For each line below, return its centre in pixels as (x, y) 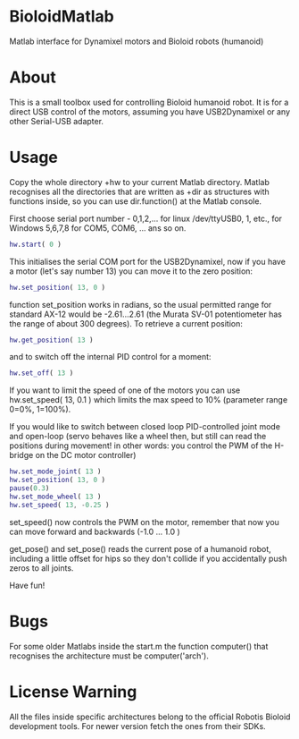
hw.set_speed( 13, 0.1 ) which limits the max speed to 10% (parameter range (149, 400)
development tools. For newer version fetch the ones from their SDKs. (137, 726)
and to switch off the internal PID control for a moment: (110, 357)
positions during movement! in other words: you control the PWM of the (141, 446)
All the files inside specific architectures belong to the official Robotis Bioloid (150, 717)
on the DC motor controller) (86, 455)
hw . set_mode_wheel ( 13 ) (55, 497)
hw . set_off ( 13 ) (42, 373)
